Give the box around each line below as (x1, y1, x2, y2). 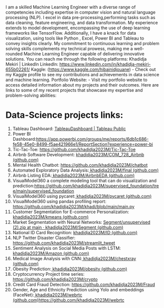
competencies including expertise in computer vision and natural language (5, 9, 156, 15)
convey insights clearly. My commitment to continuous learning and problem (5, 41, 160, 46)
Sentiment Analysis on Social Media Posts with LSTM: (12, 245, 121, 251)
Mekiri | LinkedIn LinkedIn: (5, 61, 59, 67)
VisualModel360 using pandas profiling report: (12, 198, 106, 204)
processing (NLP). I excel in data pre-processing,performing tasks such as (5, 15, 156, 20)
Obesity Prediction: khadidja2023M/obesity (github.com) (12, 266, 127, 272)
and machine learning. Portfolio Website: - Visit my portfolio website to (5, 77, 148, 83)
